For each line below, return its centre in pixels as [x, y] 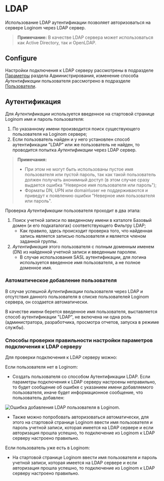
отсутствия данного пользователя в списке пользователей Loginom [77, 296]
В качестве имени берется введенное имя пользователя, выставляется [81, 311]
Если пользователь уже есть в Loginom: [48, 448]
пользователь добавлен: [38, 398]
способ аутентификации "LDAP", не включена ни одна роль [68, 317]
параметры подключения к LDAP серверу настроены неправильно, [84, 382]
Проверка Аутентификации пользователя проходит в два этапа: [73, 210]
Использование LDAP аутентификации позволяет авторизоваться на [78, 22]
